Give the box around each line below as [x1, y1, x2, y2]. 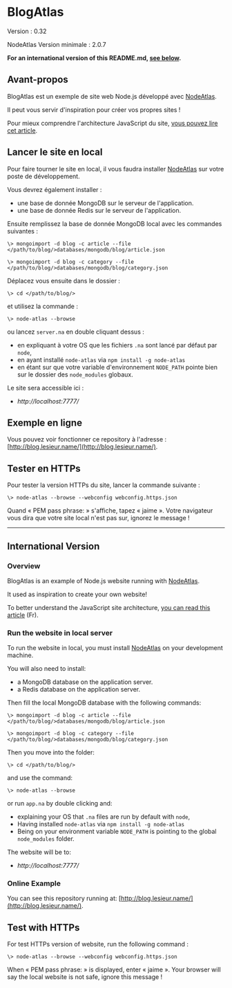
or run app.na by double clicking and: [7, 799, 113, 808]
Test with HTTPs [7, 922, 80, 933]
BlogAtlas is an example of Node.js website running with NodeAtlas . [7, 576, 200, 585]
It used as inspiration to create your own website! [7, 590, 147, 598]
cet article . [7, 126, 38, 135]
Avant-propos [7, 74, 69, 86]
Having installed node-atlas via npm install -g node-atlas [17, 820, 185, 828]
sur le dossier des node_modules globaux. [17, 370, 133, 379]
